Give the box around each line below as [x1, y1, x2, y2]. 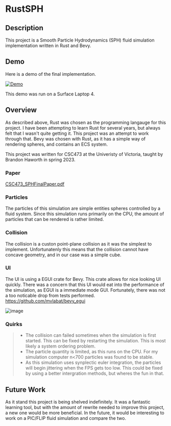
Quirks [5, 320, 22, 328]
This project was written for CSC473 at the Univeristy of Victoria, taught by [5, 151, 163, 157]
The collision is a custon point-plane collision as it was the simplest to [5, 240, 152, 247]
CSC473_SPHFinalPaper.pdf [5, 180, 65, 187]
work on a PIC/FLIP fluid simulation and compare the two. [5, 415, 127, 421]
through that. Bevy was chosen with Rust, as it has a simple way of [5, 135, 146, 141]
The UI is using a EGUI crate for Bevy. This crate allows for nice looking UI [5, 276, 161, 282]
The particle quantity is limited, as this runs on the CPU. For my [25, 349, 158, 355]
